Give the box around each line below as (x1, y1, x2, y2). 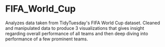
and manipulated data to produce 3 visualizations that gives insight (5, 25, 145, 31)
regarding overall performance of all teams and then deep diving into (5, 30, 148, 36)
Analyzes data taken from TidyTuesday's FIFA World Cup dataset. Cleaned (5, 20, 160, 26)
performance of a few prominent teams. (5, 36, 88, 42)
